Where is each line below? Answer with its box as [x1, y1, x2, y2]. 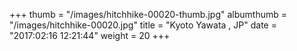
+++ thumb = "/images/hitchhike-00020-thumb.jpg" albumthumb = [9, 9, 287, 20]
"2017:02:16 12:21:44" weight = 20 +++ [9, 30, 171, 41]
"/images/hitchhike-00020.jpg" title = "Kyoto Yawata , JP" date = [9, 19, 277, 31]
